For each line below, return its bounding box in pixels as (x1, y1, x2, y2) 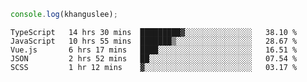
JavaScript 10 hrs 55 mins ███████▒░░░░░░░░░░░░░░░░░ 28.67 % (10, 36, 298, 46)
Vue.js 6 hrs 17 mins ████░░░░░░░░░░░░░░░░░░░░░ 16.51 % (10, 45, 298, 55)
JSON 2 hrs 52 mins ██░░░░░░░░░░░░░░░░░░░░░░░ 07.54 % (10, 53, 298, 64)
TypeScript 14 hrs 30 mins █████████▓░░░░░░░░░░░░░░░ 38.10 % (10, 27, 298, 37)
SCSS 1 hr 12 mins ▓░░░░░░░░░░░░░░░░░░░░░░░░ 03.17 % (10, 62, 298, 72)
